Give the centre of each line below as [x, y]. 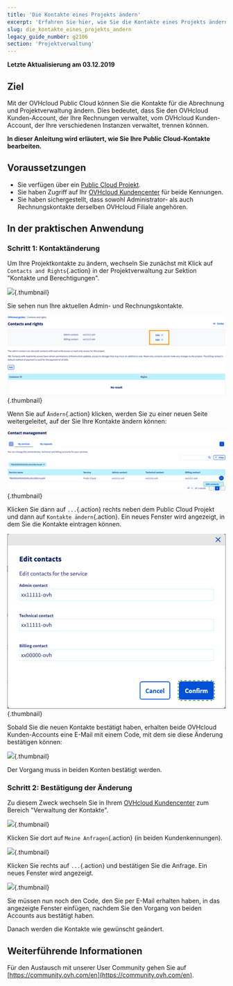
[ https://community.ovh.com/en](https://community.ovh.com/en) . [101, 975]
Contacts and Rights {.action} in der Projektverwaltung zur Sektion [102, 271]
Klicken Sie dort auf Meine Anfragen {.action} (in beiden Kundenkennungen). [115, 838]
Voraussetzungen [47, 168]
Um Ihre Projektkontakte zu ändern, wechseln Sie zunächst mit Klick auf [110, 263]
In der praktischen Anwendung [76, 229]
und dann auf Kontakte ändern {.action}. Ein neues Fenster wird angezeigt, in [116, 517]
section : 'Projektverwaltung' [51, 44]
